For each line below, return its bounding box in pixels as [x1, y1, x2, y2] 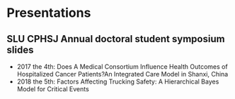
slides [6, 44, 34, 55]
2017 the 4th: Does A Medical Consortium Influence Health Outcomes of [16, 62, 228, 71]
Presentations [6, 5, 91, 21]
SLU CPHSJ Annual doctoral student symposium [6, 33, 225, 45]
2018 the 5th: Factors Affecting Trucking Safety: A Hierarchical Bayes [16, 77, 219, 86]
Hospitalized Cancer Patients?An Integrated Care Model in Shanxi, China [16, 70, 229, 78]
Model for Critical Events [16, 85, 89, 93]
